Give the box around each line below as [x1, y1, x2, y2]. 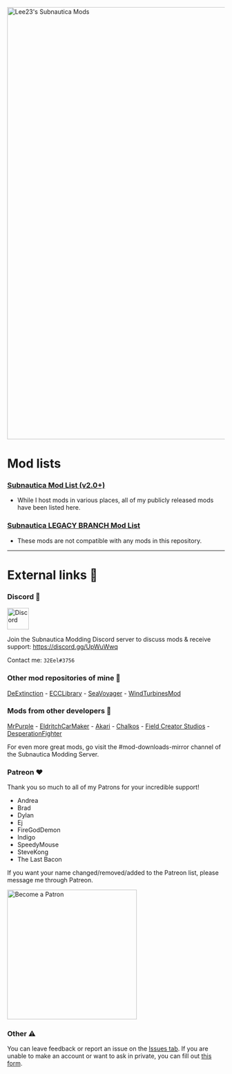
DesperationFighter [7, 729, 62, 737]
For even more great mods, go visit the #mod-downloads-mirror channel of [7, 743, 221, 751]
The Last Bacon [17, 855, 62, 864]
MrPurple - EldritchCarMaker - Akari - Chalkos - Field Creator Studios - [7, 722, 211, 730]
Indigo [17, 833, 36, 842]
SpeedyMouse [17, 840, 59, 849]
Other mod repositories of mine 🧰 [7, 674, 121, 683]
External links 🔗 [7, 567, 98, 583]
